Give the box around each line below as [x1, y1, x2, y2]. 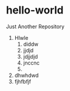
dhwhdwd [14, 72, 39, 79]
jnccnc [23, 59, 40, 66]
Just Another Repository [6, 23, 65, 30]
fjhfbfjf [14, 77, 32, 85]
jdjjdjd [23, 53, 38, 60]
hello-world [6, 4, 64, 17]
